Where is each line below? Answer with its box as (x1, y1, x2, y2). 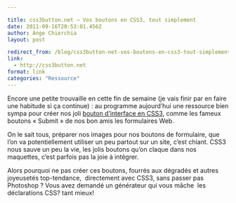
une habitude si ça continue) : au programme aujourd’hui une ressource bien (7, 101, 229, 110)
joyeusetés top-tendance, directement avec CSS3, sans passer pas (7, 173, 204, 182)
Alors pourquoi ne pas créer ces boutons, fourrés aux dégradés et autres (7, 166, 219, 174)
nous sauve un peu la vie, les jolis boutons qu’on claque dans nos (7, 145, 197, 153)
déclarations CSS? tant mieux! (7, 188, 95, 197)
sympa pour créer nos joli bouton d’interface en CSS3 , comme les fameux (7, 109, 221, 117)
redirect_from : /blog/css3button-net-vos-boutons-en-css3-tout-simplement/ (7, 48, 234, 56)
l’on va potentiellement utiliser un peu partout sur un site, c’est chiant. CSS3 (7, 138, 226, 146)
